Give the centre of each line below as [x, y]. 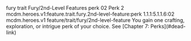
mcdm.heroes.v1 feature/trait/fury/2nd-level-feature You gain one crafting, [95, 20]
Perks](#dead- [168, 26]
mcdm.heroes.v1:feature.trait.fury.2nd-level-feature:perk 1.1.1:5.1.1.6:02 [90, 14]
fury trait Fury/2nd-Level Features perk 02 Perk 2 [65, 8]
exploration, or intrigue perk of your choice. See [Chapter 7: [78, 26]
